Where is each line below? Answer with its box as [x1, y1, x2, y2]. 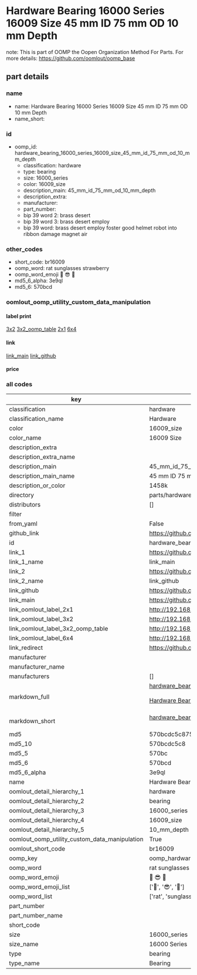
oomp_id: [14, 143, 38, 150]
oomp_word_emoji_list [9, 883, 70, 891]
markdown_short [9, 717, 56, 726]
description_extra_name [9, 453, 75, 461]
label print [6, 312, 32, 319]
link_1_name [9, 558, 44, 566]
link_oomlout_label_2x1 [9, 606, 74, 614]
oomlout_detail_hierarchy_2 [9, 797, 84, 805]
